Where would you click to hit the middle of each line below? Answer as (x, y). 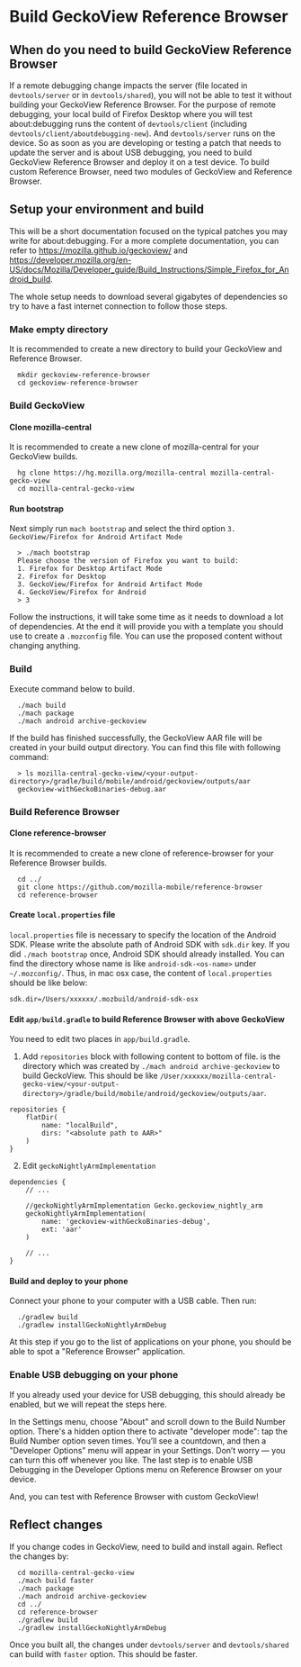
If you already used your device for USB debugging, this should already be (147, 1394)
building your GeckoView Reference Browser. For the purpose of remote (143, 104)
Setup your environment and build (107, 209)
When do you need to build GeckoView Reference (150, 50)
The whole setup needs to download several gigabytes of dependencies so (149, 296)
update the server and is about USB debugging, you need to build (131, 152)
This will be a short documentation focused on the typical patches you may (149, 231)
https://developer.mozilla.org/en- (71, 259)
